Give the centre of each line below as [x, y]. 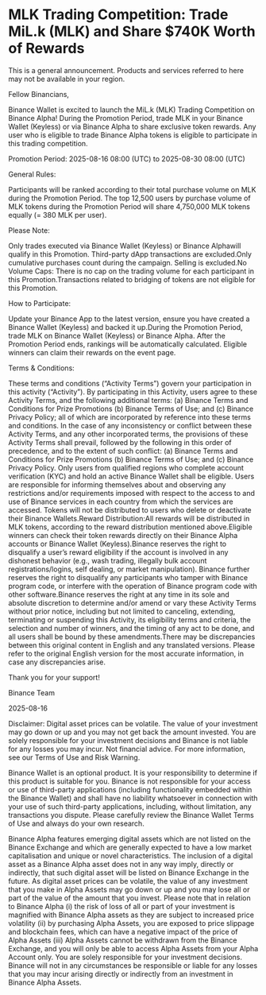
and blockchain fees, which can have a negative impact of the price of [123, 931]
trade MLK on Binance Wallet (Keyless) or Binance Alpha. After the [117, 335]
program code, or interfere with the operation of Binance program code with [133, 586]
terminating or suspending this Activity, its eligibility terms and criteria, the [130, 619]
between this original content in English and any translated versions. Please [132, 645]
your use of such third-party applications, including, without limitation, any [130, 806]
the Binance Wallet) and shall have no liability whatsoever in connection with [133, 798]
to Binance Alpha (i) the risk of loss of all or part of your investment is [122, 906]
